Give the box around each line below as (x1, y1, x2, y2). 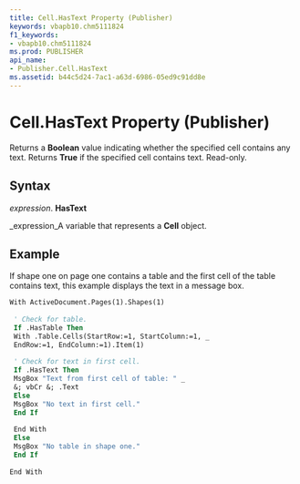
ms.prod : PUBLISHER (9, 47, 84, 57)
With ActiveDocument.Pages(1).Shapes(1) (9, 298, 166, 307)
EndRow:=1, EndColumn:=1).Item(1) (13, 340, 145, 349)
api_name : (9, 56, 47, 65)
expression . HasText (9, 202, 88, 213)
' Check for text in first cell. (13, 357, 141, 366)
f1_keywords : (9, 30, 59, 39)
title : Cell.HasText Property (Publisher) (9, 13, 173, 23)
